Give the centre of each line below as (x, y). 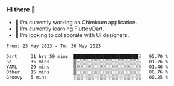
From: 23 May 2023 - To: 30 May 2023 (54, 46)
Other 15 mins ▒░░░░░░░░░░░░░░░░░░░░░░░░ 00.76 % (87, 72)
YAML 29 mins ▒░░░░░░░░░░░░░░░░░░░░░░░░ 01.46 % (87, 67)
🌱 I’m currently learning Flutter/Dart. (59, 29)
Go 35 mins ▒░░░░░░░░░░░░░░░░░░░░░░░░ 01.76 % (87, 62)
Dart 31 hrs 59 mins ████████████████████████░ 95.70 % (87, 57)
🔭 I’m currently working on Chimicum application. (76, 23)
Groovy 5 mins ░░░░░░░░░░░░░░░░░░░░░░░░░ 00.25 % (87, 78)
